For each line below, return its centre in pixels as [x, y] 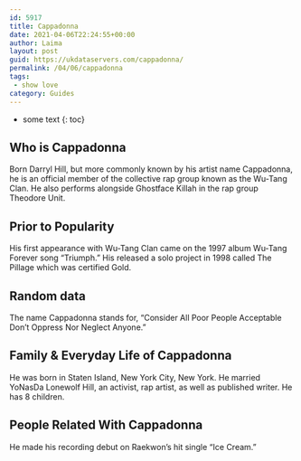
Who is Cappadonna [68, 147]
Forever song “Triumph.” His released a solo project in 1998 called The [141, 258]
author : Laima [36, 43]
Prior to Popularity [62, 226]
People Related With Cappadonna [106, 425]
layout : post [34, 52]
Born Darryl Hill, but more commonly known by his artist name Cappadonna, [151, 169]
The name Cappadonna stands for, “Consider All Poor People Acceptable [146, 317]
